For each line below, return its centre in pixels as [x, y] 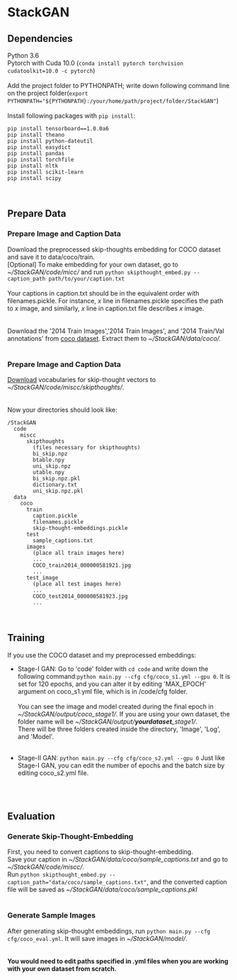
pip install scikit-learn [45, 172]
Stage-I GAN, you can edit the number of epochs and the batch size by [121, 765]
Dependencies [40, 39]
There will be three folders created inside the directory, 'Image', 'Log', [119, 729]
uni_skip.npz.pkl [58, 491]
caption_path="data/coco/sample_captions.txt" [77, 883]
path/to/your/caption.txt [87, 278]
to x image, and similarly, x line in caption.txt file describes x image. [106, 308]
